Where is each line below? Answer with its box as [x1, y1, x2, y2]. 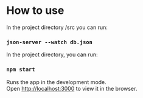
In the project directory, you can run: [6, 51, 98, 58]
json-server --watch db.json [6, 39, 93, 45]
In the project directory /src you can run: [6, 24, 108, 31]
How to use [6, 4, 65, 18]
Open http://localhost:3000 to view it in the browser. [6, 85, 138, 92]
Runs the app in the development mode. [6, 78, 106, 85]
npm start [6, 66, 35, 73]
